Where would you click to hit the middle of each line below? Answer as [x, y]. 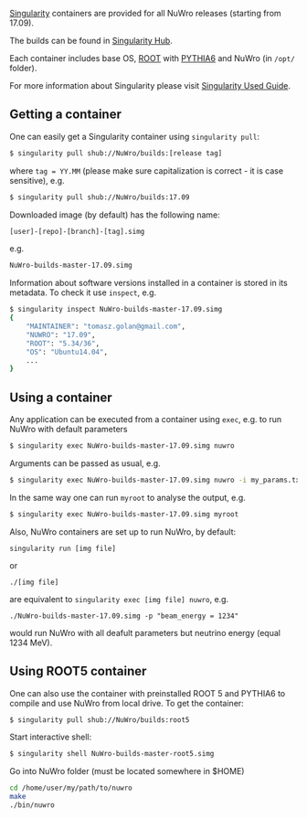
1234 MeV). [31, 643]
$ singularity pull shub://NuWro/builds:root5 [100, 720]
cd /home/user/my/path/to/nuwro [71, 788]
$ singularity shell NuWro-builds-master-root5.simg [112, 754]
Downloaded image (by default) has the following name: [115, 215]
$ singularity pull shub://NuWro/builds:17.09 [100, 197]
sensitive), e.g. [37, 180]
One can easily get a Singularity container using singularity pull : [135, 136]
